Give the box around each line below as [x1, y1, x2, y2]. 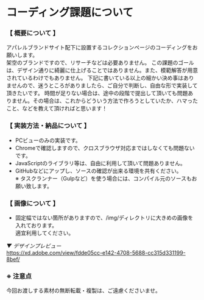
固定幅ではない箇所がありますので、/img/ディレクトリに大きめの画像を [15, 214, 194, 221]
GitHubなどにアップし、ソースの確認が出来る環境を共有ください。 [15, 167, 182, 174]
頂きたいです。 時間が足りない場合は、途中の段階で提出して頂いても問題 [6, 90, 188, 97]
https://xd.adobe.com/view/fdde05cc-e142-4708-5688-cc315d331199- [6, 249, 186, 257]
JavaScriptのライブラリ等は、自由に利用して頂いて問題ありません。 [15, 159, 186, 166]
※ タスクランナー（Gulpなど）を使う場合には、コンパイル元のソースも [15, 174, 192, 182]
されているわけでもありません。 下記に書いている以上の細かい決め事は [6, 74, 184, 82]
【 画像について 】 [6, 199, 60, 207]
